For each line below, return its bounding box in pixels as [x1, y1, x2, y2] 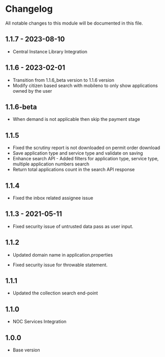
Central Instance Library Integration [12, 48, 88, 54]
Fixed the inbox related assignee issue [12, 195, 93, 201]
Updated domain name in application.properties [12, 251, 113, 258]
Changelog [5, 3, 53, 15]
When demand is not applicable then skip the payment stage [12, 116, 140, 122]
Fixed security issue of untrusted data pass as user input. [12, 223, 133, 229]
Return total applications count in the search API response [12, 166, 135, 173]
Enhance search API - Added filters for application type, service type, [12, 156, 159, 162]
